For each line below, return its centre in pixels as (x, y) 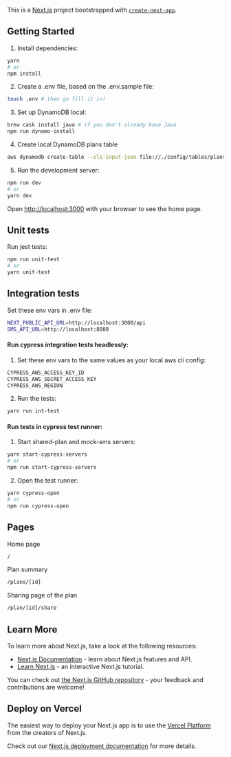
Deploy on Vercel (45, 709)
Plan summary (27, 569)
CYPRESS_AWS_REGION (35, 385)
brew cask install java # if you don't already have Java (92, 125)
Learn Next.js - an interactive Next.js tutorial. (80, 666)
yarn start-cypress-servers (47, 454)
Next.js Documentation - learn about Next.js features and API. (104, 659)
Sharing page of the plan (42, 595)
